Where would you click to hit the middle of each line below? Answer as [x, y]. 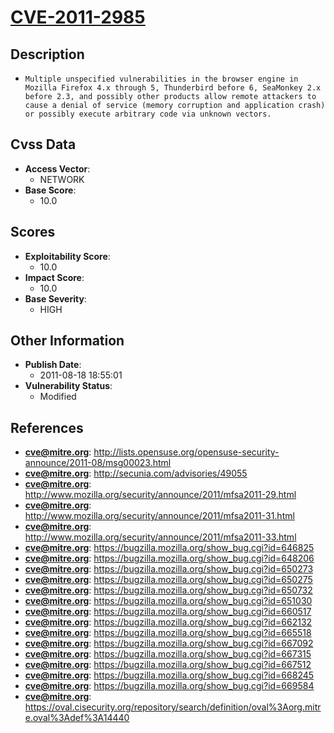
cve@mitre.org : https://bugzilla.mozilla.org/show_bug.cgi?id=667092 [169, 643]
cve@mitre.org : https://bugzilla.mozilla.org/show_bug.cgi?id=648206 [169, 558]
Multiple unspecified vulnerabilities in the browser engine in [161, 79]
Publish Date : [53, 365]
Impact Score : [54, 277]
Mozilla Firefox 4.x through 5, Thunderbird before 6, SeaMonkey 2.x [173, 88]
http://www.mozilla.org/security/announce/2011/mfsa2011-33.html [160, 537]
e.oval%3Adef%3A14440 [77, 718]
